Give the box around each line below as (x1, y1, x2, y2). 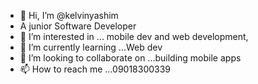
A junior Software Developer (19, 20, 137, 32)
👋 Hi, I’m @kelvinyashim (19, 10, 119, 21)
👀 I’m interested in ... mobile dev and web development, (19, 31, 249, 42)
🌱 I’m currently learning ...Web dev (19, 41, 163, 53)
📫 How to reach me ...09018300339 (19, 63, 172, 75)
